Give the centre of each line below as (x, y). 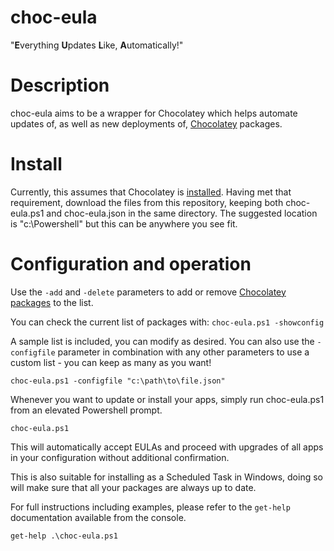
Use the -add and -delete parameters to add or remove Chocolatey (148, 292)
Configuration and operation (131, 264)
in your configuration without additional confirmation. (120, 457)
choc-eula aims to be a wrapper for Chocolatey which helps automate (154, 113)
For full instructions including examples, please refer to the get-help (150, 507)
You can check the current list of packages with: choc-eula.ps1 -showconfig (167, 322)
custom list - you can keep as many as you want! (111, 362)
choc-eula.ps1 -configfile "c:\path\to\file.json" (118, 381)
